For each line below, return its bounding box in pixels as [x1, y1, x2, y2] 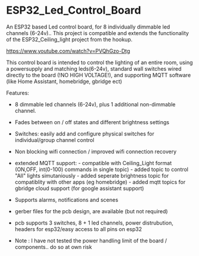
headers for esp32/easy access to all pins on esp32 [14, 225, 143, 232]
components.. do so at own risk [14, 243, 92, 250]
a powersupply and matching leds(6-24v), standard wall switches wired [6, 65, 182, 72]
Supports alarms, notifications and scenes [14, 196, 119, 203]
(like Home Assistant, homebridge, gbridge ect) [6, 78, 122, 85]
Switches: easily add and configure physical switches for [14, 130, 154, 137]
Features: [6, 89, 30, 96]
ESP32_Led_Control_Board [6, 4, 141, 17]
